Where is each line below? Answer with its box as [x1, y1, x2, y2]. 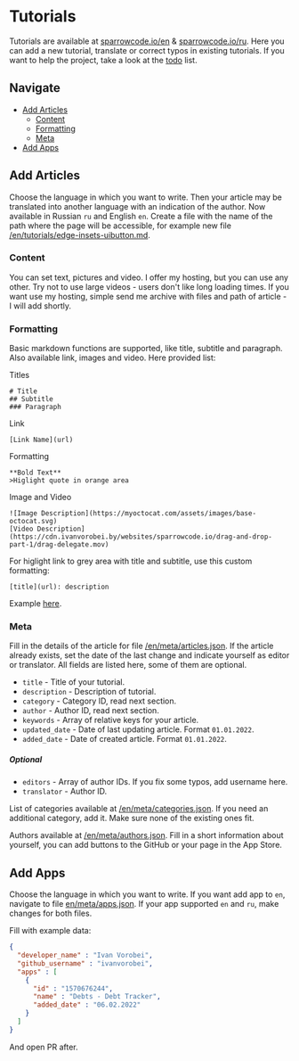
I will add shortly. [9, 300, 72, 311]
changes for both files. [9, 908, 93, 919]
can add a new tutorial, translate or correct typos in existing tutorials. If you [9, 45, 285, 55]
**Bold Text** [9, 468, 62, 478]
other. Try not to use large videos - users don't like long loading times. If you [9, 281, 289, 292]
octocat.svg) [9, 517, 58, 526]
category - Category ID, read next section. [21, 695, 177, 706]
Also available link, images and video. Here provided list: [9, 352, 216, 363]
